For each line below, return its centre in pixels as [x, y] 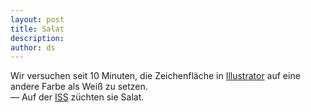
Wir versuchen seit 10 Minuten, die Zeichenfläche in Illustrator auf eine [155, 76]
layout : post [37, 19]
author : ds [33, 47]
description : [37, 38]
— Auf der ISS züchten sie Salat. [77, 97]
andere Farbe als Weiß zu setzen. [79, 87]
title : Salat [37, 29]
